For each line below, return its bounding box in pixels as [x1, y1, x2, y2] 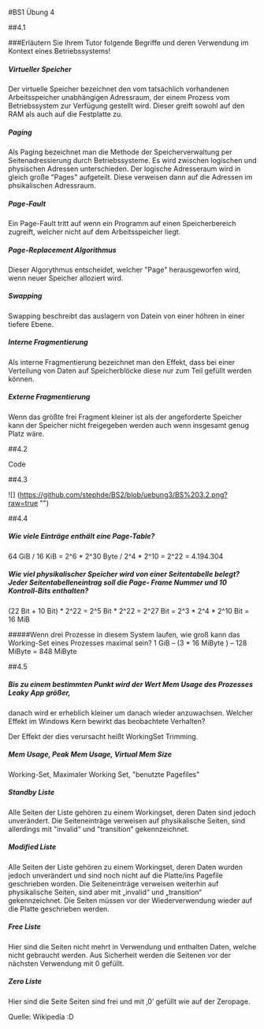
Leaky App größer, [8, 688, 71, 697]
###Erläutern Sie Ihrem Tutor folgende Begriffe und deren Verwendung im [8, 38, 249, 47]
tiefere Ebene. [8, 319, 54, 329]
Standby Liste [8, 788, 55, 797]
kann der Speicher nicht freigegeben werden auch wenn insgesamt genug [8, 420, 250, 429]
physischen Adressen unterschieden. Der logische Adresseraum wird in [8, 164, 241, 173]
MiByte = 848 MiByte [8, 646, 77, 656]
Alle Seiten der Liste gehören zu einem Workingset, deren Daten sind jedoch [8, 808, 256, 817]
